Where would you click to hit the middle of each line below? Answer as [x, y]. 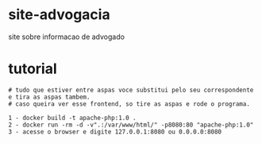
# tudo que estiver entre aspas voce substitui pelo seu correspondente [131, 90]
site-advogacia [59, 15]
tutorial [33, 69]
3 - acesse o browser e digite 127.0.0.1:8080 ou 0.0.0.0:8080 [115, 132]
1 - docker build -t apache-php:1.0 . [72, 118]
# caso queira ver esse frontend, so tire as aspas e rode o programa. [129, 104]
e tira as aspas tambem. [49, 97]
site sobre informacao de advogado [67, 37]
